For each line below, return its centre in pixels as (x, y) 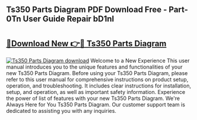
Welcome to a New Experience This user (140, 61)
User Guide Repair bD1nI (69, 19)
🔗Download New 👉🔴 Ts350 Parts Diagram (86, 43)
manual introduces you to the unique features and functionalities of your (94, 67)
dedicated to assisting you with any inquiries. (61, 111)
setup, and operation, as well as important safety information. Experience (96, 92)
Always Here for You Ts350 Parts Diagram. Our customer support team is (96, 105)
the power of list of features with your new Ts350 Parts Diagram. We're (93, 98)
